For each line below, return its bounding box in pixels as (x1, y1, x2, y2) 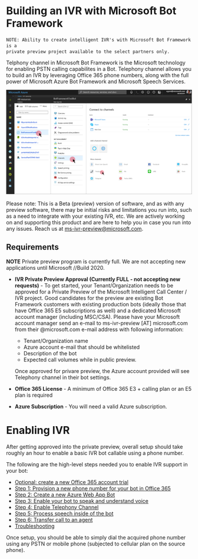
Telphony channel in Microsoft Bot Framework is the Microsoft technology (6, 59, 186, 66)
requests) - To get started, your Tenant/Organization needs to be (14, 282, 174, 289)
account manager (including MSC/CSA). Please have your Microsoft (14, 313, 180, 320)
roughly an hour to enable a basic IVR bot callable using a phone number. (6, 449, 184, 456)
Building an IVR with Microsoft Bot (6, 4, 177, 18)
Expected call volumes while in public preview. (23, 356, 137, 363)
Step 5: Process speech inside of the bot (14, 509, 114, 517)
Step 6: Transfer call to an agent (14, 516, 93, 523)
